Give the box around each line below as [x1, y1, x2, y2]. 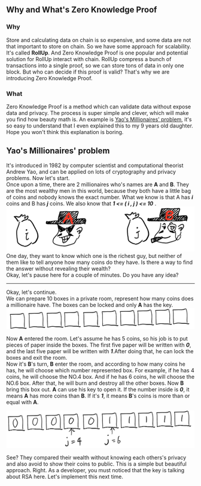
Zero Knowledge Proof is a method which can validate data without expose [6, 103, 191, 110]
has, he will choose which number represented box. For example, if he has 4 [6, 366, 194, 373]
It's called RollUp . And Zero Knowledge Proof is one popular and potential [6, 49, 188, 56]
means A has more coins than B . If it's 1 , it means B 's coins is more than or [6, 392, 190, 399]
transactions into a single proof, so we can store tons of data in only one [6, 62, 184, 69]
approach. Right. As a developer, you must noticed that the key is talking [6, 467, 185, 474]
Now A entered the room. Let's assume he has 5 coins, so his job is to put [6, 335, 188, 342]
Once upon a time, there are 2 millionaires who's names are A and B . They [6, 181, 190, 188]
